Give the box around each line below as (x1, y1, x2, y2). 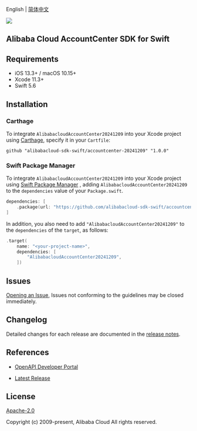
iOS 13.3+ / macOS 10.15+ (14, 70, 77, 77)
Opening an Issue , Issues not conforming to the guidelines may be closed (6, 292, 184, 299)
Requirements (6, 54, 59, 64)
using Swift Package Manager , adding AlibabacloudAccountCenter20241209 (6, 181, 188, 188)
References (6, 348, 49, 358)
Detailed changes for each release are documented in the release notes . (6, 330, 181, 338)
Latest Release (14, 375, 51, 382)
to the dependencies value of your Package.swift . (6, 188, 124, 195)
